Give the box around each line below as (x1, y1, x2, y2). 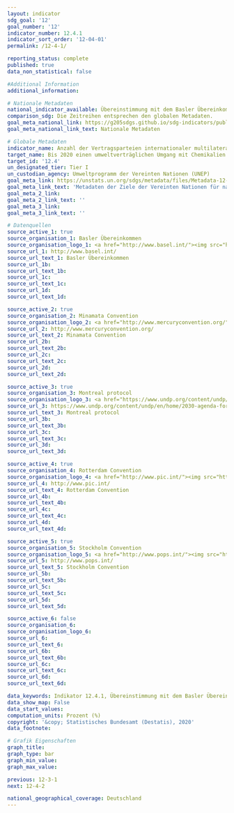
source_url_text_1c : (7, 280, 68, 288)
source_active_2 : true (7, 306, 73, 313)
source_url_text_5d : (7, 603, 68, 610)
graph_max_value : (7, 764, 58, 771)
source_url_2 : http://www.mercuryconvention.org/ (7, 325, 155, 332)
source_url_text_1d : (7, 293, 68, 300)
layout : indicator (7, 10, 61, 17)
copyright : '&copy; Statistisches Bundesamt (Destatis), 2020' (7, 718, 195, 725)
